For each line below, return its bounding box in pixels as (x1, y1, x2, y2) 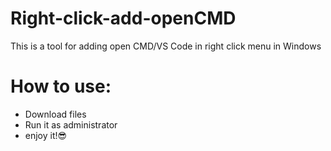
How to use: (10, 75, 112, 98)
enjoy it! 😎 (24, 129, 68, 141)
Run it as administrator (24, 118, 118, 131)
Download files (24, 108, 87, 120)
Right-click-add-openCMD (10, 7, 237, 30)
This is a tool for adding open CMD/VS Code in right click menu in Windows (10, 40, 322, 52)
